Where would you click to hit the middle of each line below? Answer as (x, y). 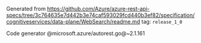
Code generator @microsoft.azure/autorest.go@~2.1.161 (75, 33)
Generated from (26, 9)
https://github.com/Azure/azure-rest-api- (98, 9)
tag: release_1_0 (162, 21)
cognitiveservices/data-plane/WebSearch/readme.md (73, 21)
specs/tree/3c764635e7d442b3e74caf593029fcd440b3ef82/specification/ (101, 15)
